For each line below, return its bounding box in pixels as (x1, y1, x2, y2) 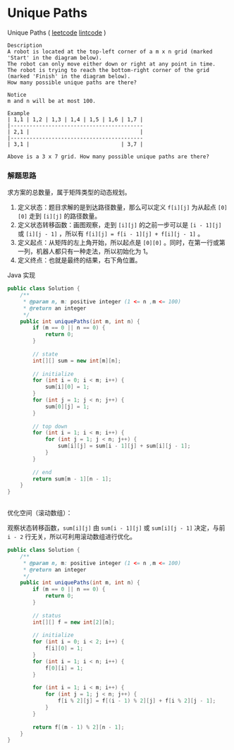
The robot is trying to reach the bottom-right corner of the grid (7, 66, 210, 73)
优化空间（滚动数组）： (7, 509, 73, 517)
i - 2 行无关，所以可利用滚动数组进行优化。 (7, 533, 136, 541)
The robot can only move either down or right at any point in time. (7, 60, 216, 68)
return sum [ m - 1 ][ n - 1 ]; (32, 475, 112, 483)
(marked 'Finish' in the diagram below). (7, 73, 131, 80)
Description (7, 42, 42, 49)
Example (7, 109, 30, 117)
